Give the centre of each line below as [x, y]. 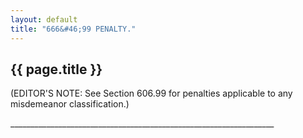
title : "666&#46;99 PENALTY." [73, 29]
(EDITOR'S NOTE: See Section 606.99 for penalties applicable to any [151, 93]
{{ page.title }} [56, 69]
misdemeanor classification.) [70, 104]
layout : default [44, 19]
